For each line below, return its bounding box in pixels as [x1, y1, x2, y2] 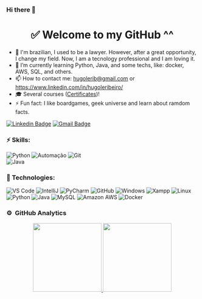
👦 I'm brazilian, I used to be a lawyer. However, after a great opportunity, [15, 48, 197, 55]
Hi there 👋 [6, 5, 37, 14]
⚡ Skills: [6, 135, 30, 144]
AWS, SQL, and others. [15, 68, 73, 75]
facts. [15, 108, 30, 115]
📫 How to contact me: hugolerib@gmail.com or [15, 74, 135, 82]
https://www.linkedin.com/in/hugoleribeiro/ [15, 83, 124, 91]
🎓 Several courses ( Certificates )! [15, 90, 100, 97]
